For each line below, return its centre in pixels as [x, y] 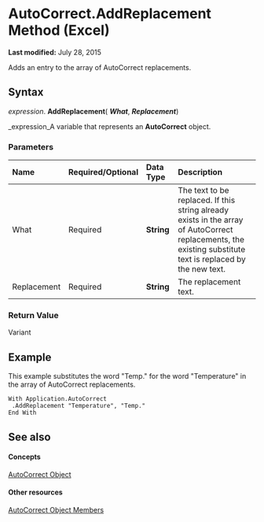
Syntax [26, 93]
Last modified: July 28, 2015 [55, 52]
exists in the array [211, 220]
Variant [20, 332]
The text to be [203, 191]
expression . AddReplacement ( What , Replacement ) [93, 111]
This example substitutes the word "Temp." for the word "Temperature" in [127, 376]
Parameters [31, 146]
